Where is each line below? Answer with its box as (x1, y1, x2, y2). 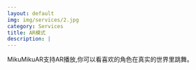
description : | (7, 36, 51, 43)
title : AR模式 (7, 29, 47, 36)
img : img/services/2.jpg (7, 16, 79, 23)
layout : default (7, 10, 54, 17)
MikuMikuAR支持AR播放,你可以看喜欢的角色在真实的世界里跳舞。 (7, 56, 193, 64)
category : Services (7, 23, 64, 30)
